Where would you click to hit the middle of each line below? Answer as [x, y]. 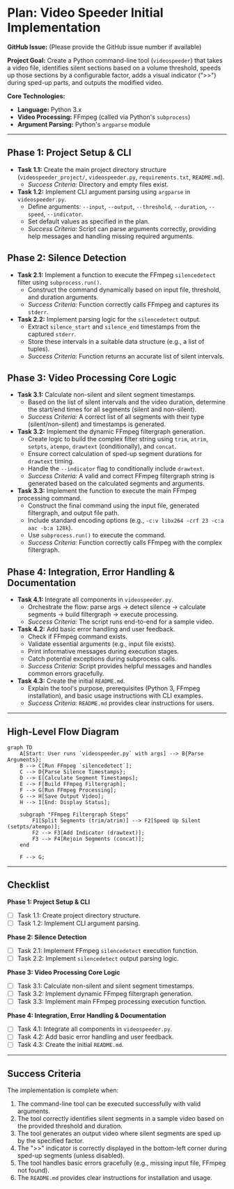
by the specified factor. [50, 1141]
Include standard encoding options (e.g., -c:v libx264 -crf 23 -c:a [126, 521]
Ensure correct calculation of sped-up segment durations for [115, 454]
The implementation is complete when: [63, 1090]
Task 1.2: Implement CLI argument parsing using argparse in [104, 191]
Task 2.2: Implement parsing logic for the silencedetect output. [109, 319]
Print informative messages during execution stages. [103, 652]
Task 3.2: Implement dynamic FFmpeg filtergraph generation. [105, 994]
